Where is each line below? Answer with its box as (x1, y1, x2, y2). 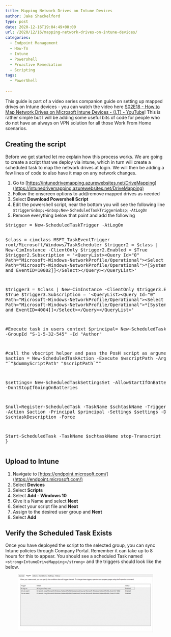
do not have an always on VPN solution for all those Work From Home (5, 120, 152, 126)
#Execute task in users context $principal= (5, 326, 119, 332)
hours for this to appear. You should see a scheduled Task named (5, 553, 143, 559)
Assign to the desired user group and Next (12, 508, 103, 515)
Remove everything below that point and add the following (12, 212, 135, 218)
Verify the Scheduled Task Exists (5, 528, 112, 538)
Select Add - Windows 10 (12, 492, 67, 498)
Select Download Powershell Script (12, 196, 89, 202)
